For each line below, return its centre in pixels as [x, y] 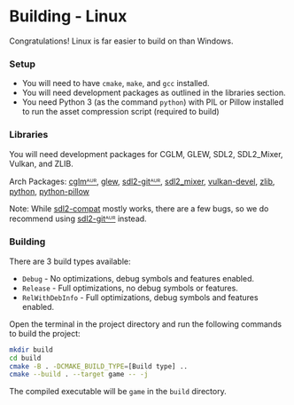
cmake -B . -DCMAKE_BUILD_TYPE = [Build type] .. [99, 366]
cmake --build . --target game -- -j [79, 375]
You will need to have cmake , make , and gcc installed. [116, 83]
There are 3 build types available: [70, 261]
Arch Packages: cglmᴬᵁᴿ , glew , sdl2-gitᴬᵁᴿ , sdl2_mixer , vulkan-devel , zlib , [142, 181]
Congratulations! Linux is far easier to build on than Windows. [121, 41]
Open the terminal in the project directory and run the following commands [145, 324]
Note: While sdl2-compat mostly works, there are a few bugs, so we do [139, 208]
